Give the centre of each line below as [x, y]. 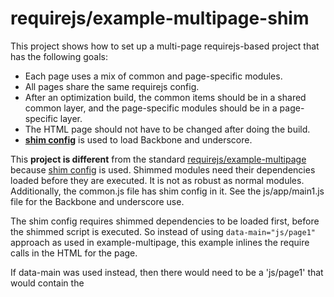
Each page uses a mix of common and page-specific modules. [153, 76]
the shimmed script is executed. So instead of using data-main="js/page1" [163, 231]
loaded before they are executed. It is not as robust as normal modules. [157, 180]
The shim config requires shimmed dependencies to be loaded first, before [165, 221]
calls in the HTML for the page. [74, 253]
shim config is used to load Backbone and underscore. [138, 139]
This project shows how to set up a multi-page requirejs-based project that [165, 46]
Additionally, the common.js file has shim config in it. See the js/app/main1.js [167, 191]
